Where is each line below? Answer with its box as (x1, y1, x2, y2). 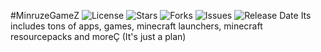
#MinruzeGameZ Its (10, 10, 312, 21)
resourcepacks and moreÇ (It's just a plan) (10, 31, 187, 42)
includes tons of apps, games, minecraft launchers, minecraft (10, 20, 263, 32)
